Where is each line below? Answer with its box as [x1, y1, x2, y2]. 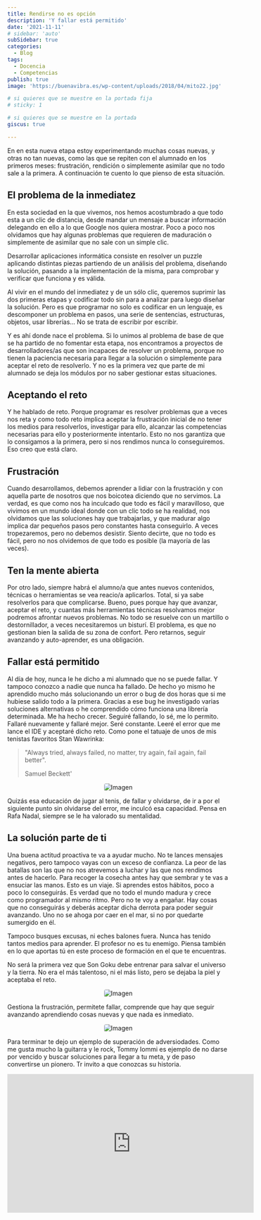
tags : [7, 56, 23, 63]
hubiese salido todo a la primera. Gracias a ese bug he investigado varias [7, 697, 219, 705]
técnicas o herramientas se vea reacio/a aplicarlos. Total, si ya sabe [7, 591, 204, 599]
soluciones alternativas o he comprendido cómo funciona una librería [7, 704, 209, 713]
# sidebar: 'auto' [7, 30, 61, 37]
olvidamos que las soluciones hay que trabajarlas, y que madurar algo [7, 514, 210, 523]
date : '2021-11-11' [7, 23, 65, 30]
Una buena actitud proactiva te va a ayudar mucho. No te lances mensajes [7, 850, 224, 859]
